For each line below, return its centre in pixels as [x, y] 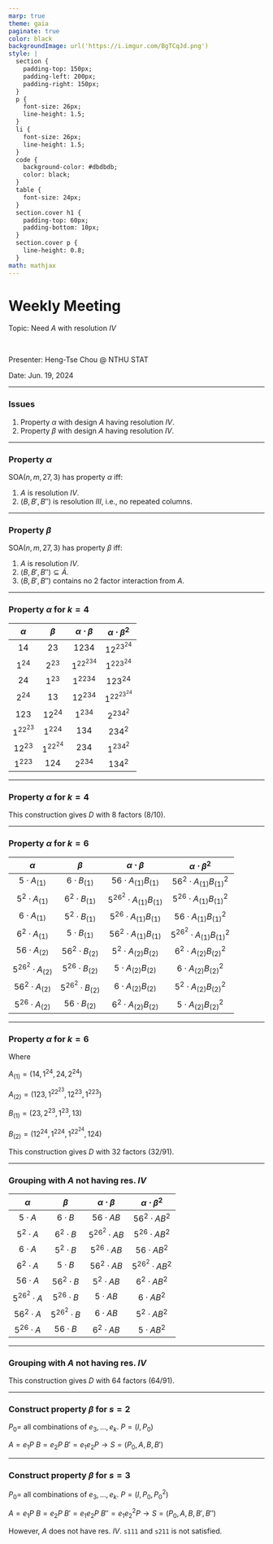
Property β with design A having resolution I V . [97, 430]
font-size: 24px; [52, 197]
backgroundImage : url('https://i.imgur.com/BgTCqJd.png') [108, 46]
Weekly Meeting [65, 305]
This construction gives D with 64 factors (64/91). [91, 1380]
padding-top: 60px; [56, 220]
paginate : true [34, 31]
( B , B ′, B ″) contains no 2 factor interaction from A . [102, 581]
